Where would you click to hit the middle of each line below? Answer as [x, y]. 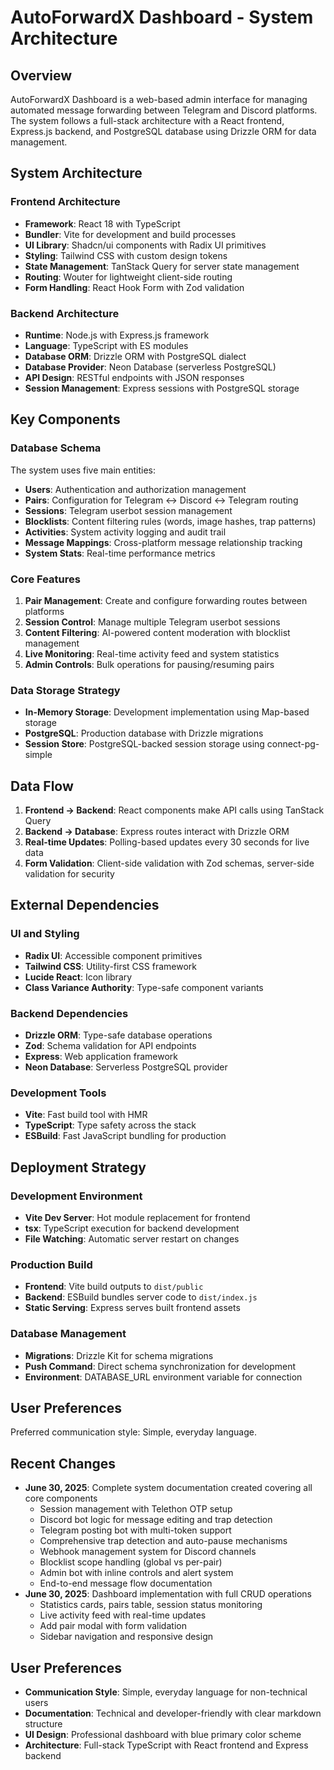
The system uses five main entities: [83, 470]
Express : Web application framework [101, 1057]
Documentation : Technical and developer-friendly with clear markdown [173, 1713]
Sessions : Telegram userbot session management [128, 510]
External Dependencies [85, 905]
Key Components [65, 419]
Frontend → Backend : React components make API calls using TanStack [174, 810]
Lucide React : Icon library [78, 977]
